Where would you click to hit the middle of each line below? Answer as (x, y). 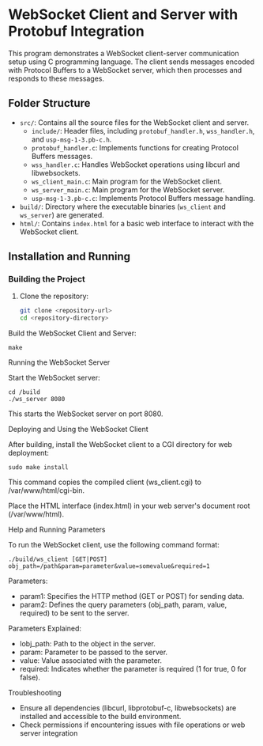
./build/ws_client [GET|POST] (58, 559)
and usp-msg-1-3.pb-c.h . (71, 139)
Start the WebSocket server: (54, 378)
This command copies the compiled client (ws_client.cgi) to (105, 482)
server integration (49, 733)
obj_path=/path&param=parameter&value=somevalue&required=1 (109, 566)
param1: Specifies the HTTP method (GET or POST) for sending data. (132, 596)
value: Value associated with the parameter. (91, 661)
